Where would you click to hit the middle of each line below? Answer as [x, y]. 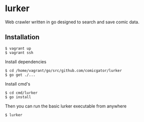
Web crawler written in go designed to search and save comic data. [72, 22]
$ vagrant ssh [19, 52]
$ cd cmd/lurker [21, 93]
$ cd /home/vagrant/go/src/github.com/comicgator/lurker [64, 70]
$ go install [18, 97]
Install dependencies [26, 62]
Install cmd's [18, 84]
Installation [22, 37]
